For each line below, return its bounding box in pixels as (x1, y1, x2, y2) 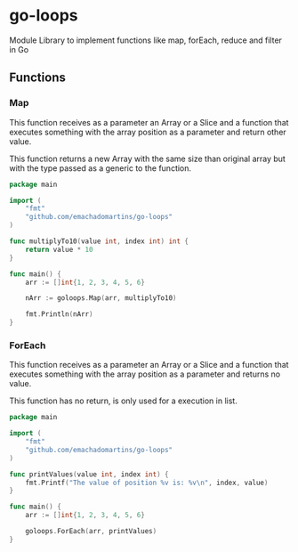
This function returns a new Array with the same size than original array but (9, 153, 286, 164)
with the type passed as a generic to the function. (9, 162, 192, 174)
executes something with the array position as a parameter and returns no (9, 369, 281, 379)
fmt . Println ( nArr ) (25, 310, 93, 319)
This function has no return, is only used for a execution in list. (9, 395, 238, 406)
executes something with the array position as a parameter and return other (9, 126, 286, 137)
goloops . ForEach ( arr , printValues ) (25, 527, 157, 536)
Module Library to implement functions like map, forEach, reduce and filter (9, 35, 283, 45)
